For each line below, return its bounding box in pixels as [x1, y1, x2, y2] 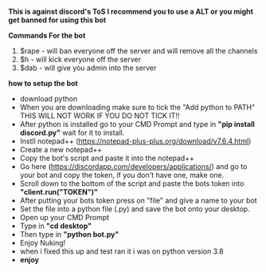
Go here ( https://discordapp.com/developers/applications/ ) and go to [19, 162, 248, 171]
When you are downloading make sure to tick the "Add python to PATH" [19, 103, 256, 112]
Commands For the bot [8, 31, 86, 40]
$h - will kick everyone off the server [19, 55, 142, 64]
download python [19, 94, 78, 103]
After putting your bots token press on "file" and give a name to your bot [19, 195, 257, 205]
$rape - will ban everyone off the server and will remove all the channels [19, 46, 258, 55]
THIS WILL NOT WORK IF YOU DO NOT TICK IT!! [19, 111, 180, 120]
